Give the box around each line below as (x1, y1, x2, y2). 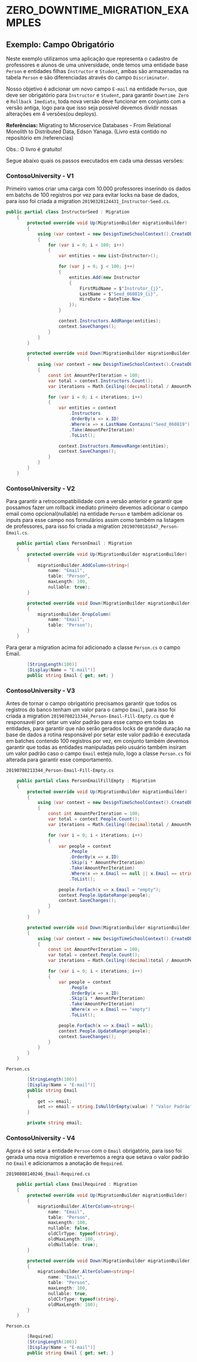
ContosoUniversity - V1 (6, 171, 74, 180)
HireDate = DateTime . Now (79, 296, 141, 302)
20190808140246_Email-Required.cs (6, 1171, 91, 1177)
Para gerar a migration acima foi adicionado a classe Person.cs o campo (6, 643, 181, 651)
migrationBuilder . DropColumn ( (37, 611, 111, 617)
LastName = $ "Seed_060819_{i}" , (79, 291, 159, 297)
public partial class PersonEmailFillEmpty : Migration (16, 778, 157, 784)
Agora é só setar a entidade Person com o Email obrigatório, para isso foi (6, 1147, 182, 1155)
